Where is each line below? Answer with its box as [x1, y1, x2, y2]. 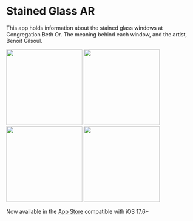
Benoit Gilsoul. [6, 37, 42, 44]
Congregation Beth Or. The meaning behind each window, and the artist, [6, 30, 187, 38]
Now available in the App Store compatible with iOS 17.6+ [6, 208, 149, 215]
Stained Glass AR [6, 4, 95, 18]
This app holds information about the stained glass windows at [6, 24, 163, 31]
